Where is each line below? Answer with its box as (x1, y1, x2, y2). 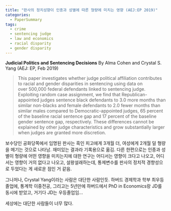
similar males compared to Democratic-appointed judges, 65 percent (17, 108, 163, 114)
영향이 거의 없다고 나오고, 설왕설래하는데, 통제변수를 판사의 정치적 (14, 159, 145, 165)
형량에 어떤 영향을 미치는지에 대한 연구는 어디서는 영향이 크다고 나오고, (14, 153, 155, 159)
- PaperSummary (10, 17, 42, 22)
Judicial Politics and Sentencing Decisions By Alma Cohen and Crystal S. (5, 59, 162, 66)
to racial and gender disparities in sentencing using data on (17, 80, 143, 87)
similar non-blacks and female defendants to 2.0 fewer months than (17, 102, 161, 108)
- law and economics (10, 36, 54, 41)
